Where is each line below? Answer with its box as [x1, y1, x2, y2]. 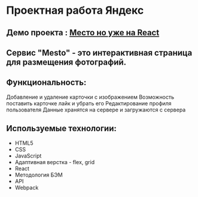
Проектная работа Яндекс [6, 4, 144, 17]
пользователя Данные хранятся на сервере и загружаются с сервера [6, 106, 186, 113]
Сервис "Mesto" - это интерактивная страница [6, 47, 193, 57]
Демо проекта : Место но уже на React [6, 28, 160, 38]
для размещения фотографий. [6, 57, 127, 67]
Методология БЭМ [14, 171, 63, 178]
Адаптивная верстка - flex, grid [14, 158, 95, 165]
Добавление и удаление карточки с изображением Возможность [6, 93, 175, 101]
